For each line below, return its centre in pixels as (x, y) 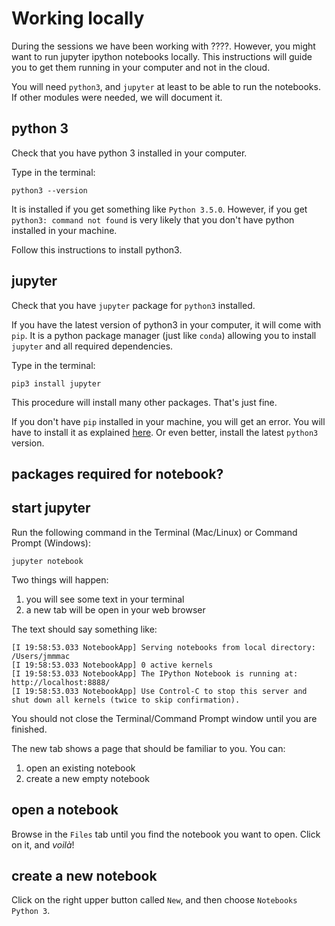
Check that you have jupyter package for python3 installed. (133, 305)
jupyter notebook (47, 561)
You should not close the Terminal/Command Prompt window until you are (164, 718)
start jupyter (51, 508)
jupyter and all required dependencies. (92, 346)
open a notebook (65, 810)
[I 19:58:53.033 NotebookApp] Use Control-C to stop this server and (159, 691)
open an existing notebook (80, 768)
